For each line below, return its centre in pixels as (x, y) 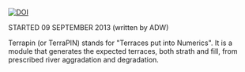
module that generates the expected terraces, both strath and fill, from (123, 51)
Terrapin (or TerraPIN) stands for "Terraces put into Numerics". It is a (121, 43)
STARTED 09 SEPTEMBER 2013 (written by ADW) (89, 27)
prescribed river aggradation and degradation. (84, 60)
